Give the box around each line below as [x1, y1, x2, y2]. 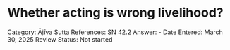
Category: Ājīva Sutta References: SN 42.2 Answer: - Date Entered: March [7, 28, 224, 36]
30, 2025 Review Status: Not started [7, 35, 113, 43]
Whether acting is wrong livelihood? [7, 5, 224, 21]
